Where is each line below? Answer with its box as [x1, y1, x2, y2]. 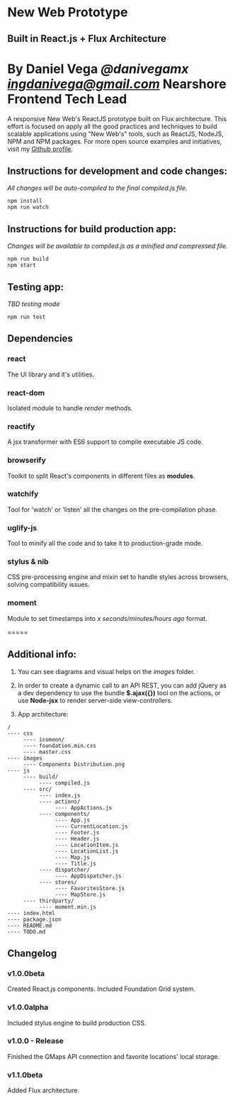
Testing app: [7, 281, 64, 293]
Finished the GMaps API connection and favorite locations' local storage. [7, 1052, 220, 1060]
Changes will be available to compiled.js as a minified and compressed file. [7, 242, 228, 250]
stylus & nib [7, 557, 49, 567]
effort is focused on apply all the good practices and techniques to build [7, 122, 218, 130]
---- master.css [23, 748, 71, 756]
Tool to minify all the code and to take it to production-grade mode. [7, 539, 203, 548]
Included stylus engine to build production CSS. [7, 1018, 147, 1027]
